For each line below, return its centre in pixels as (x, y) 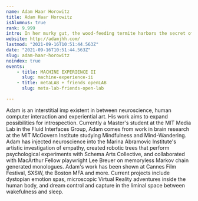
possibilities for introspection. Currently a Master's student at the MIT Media (99, 123)
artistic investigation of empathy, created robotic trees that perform (88, 147)
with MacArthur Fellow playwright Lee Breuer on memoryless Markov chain (98, 160)
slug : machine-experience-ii (57, 77)
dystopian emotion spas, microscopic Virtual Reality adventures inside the (96, 179)
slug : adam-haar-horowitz (38, 55)
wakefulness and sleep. (35, 192)
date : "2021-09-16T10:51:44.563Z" (49, 50)
